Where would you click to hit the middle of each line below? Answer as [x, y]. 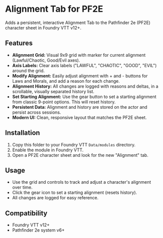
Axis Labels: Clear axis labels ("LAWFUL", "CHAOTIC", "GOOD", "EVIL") [84, 65]
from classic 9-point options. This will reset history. [64, 102]
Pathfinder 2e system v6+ [38, 230]
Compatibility [26, 213]
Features [19, 43]
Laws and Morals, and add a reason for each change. [66, 81]
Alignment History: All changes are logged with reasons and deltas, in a [85, 86]
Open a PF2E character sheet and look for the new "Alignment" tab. [80, 155]
